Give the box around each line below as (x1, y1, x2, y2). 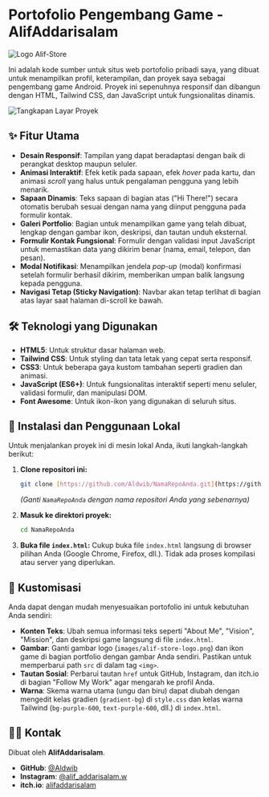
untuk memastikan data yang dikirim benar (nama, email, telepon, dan (19, 244, 251, 254)
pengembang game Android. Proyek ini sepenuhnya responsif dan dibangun (8, 82, 261, 91)
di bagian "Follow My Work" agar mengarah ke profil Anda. (19, 677, 215, 687)
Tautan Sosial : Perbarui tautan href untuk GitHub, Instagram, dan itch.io (19, 669, 259, 678)
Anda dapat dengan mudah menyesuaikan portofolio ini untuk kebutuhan (8, 602, 249, 612)
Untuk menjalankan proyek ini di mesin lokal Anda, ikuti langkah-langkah (8, 441, 248, 450)
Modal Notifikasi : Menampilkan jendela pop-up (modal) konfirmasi (19, 261, 242, 270)
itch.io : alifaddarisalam (19, 780, 96, 790)
